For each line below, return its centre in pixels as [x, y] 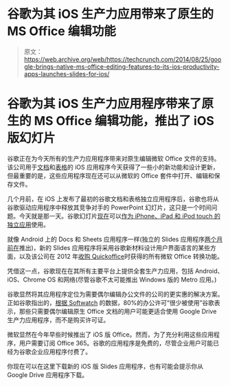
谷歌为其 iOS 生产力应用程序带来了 [104, 104]
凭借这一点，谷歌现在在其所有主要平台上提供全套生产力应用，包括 [100, 271]
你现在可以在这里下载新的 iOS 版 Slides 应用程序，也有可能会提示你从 [105, 366]
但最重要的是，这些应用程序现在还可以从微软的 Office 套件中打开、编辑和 [111, 175]
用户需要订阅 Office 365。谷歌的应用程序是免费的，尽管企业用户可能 [116, 343]
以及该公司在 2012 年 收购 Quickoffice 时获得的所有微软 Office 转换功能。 [121, 256]
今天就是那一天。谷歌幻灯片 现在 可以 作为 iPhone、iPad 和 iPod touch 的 [120, 216]
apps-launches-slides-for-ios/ [67, 73]
